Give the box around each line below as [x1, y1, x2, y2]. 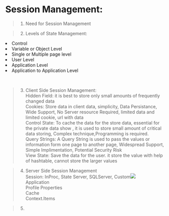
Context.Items [25, 195, 55, 201]
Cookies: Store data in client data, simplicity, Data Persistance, [25, 103, 157, 109]
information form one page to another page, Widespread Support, [25, 141, 164, 148]
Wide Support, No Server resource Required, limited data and [25, 109, 155, 115]
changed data [25, 98, 55, 104]
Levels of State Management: [25, 30, 88, 36]
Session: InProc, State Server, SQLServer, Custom [25, 174, 131, 180]
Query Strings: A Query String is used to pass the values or [25, 136, 150, 142]
